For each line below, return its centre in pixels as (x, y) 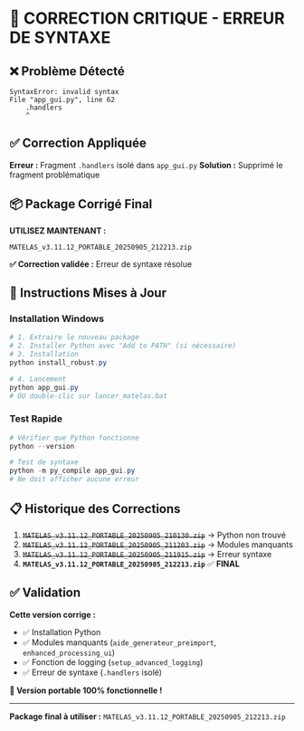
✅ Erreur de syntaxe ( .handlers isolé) (92, 672)
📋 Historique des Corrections (95, 509)
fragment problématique (55, 175)
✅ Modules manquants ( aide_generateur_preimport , (119, 642)
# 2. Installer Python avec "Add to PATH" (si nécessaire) (123, 346)
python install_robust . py (58, 362)
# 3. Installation (44, 355)
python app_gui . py (44, 387)
